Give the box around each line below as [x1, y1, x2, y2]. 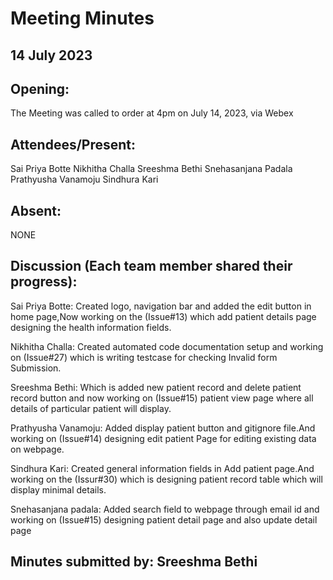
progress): [10, 273, 78, 291]
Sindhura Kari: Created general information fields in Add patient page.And [10, 462, 315, 474]
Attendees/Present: [10, 136, 137, 153]
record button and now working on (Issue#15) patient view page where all [10, 392, 314, 404]
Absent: [10, 202, 62, 219]
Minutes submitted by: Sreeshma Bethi [10, 553, 258, 571]
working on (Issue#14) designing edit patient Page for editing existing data [10, 432, 317, 444]
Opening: [10, 80, 70, 97]
